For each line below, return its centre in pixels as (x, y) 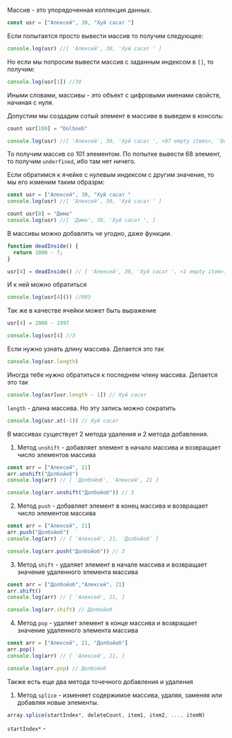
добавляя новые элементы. (58, 702)
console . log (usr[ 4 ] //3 (41, 336)
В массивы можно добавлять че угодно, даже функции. (90, 233)
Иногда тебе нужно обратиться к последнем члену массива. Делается (113, 375)
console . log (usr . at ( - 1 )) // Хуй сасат (63, 421)
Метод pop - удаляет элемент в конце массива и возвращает (107, 623)
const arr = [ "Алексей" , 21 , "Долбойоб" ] (68, 643)
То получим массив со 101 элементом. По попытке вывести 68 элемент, (114, 154)
